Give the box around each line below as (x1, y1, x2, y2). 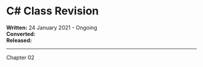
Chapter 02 (6, 54, 35, 61)
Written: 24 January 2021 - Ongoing (6, 24, 98, 31)
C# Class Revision (6, 4, 99, 18)
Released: (6, 36, 32, 44)
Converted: (6, 30, 36, 37)
